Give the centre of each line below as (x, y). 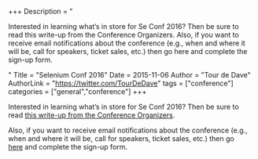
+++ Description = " (41, 11)
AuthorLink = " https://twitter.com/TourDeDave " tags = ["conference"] (121, 83)
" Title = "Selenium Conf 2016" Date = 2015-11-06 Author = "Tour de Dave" (129, 75)
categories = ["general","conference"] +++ (77, 92)
